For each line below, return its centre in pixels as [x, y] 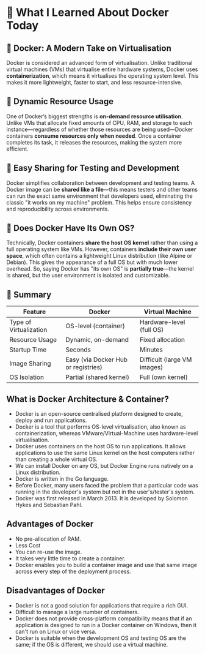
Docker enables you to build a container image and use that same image [106, 565]
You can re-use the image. [49, 552]
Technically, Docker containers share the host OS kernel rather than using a [102, 243]
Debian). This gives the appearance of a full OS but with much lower [92, 262]
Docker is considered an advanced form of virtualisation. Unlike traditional [99, 63]
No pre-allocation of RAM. [48, 539]
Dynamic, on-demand [97, 340]
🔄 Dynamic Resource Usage [60, 101]
